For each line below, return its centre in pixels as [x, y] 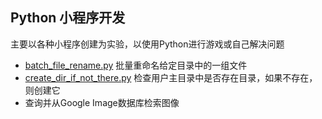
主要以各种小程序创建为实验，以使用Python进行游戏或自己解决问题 [147, 44]
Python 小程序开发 [68, 18]
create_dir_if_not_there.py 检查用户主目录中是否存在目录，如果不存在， [171, 77]
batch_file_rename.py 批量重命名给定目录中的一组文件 [136, 65]
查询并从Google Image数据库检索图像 [102, 102]
